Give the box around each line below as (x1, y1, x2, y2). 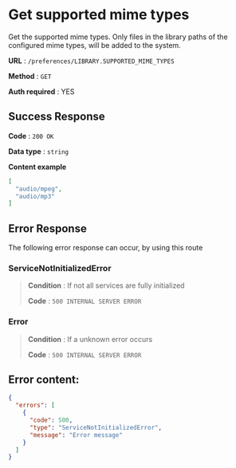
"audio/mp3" (15, 192, 56, 200)
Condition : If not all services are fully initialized (27, 281, 185, 290)
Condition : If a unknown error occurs (27, 334, 153, 344)
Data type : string (8, 146, 69, 156)
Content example (8, 162, 67, 171)
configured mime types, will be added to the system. (8, 40, 181, 49)
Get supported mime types (8, 6, 190, 24)
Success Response (8, 110, 105, 124)
